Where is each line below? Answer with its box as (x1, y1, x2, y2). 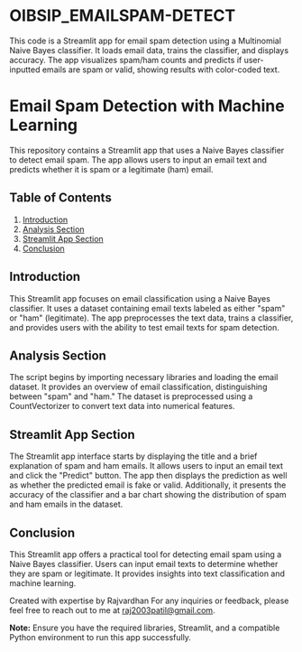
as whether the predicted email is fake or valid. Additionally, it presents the (9, 480, 287, 490)
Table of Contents (9, 191, 113, 206)
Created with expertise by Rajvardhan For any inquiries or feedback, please (9, 595, 289, 606)
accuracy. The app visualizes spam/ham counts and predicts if (9, 54, 243, 65)
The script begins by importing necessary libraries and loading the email (9, 372, 279, 383)
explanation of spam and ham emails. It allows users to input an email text (9, 461, 284, 471)
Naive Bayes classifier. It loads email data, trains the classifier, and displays (9, 44, 289, 55)
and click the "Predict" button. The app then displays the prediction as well (9, 470, 288, 481)
